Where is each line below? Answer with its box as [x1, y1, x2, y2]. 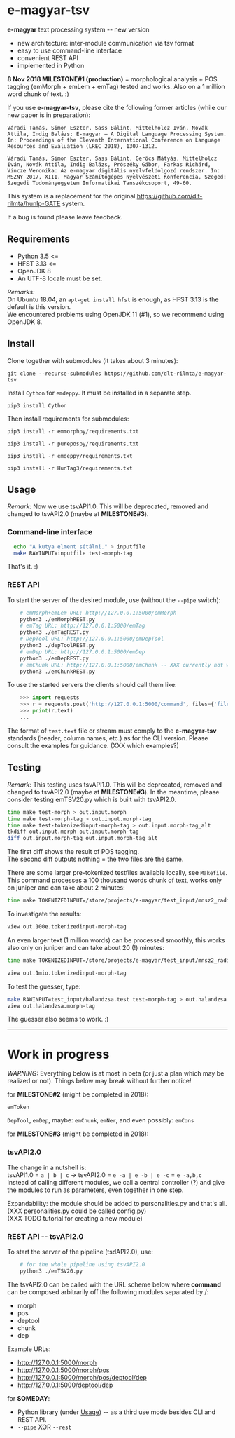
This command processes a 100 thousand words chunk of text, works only [7, 876, 222, 885]
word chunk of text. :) [7, 90, 70, 98]
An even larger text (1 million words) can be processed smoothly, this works [7, 935, 225, 944]
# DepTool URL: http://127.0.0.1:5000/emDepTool [20, 635, 164, 643]
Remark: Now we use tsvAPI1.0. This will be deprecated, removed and [7, 502, 208, 510]
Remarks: [7, 287, 35, 296]
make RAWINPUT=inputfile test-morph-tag [13, 550, 133, 557]
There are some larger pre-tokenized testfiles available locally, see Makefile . [7, 869, 227, 877]
